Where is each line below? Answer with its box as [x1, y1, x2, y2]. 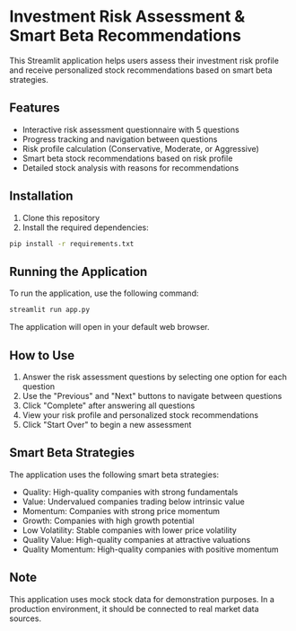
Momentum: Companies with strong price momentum [22, 505, 221, 516]
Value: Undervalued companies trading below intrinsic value [22, 496, 245, 507]
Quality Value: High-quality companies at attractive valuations [22, 534, 251, 545]
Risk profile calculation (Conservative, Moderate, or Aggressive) [22, 143, 260, 154]
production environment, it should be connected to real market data [9, 603, 259, 614]
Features [9, 101, 60, 116]
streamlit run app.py [9, 306, 91, 315]
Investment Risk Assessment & [9, 6, 246, 27]
